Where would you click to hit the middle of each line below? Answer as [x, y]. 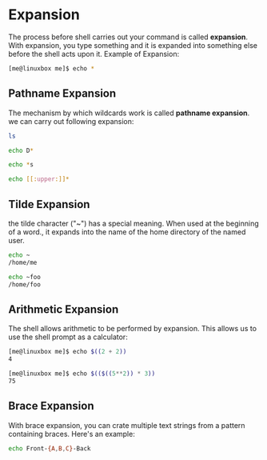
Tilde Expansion [49, 204]
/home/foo [25, 284]
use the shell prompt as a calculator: [68, 337]
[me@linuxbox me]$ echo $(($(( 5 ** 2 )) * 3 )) [82, 374]
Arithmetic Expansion [64, 309]
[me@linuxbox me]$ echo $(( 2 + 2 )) [68, 352]
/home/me [23, 262]
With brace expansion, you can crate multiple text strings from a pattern [127, 425]
